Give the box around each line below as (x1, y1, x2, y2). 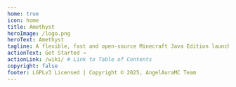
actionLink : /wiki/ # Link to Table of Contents (7, 56, 152, 63)
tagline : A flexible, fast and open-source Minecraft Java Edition (7, 43, 209, 50)
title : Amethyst (7, 23, 55, 30)
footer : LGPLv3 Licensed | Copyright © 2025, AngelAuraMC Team (7, 69, 197, 76)
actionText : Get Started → (7, 50, 86, 57)
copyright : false (7, 62, 58, 69)
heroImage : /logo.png (7, 29, 71, 37)
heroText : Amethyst (7, 36, 65, 43)
